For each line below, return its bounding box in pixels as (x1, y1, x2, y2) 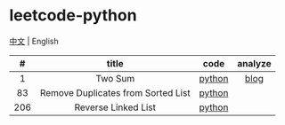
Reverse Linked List (74, 101, 157, 113)
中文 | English (9, 35, 60, 46)
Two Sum (95, 72, 135, 84)
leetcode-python (9, 5, 137, 26)
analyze (237, 57, 272, 69)
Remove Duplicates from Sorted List (39, 86, 191, 98)
